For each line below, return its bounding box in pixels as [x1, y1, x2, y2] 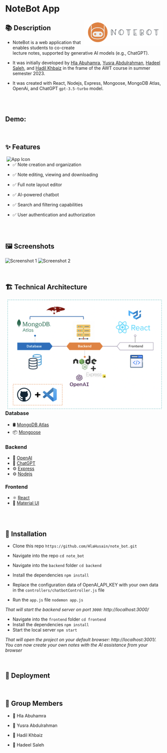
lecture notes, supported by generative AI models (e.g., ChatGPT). [12, 50, 149, 56]
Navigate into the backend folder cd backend [12, 562, 101, 568]
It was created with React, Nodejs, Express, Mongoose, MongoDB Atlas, [12, 80, 161, 86]
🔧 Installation [5, 529, 47, 538]
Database [5, 410, 29, 417]
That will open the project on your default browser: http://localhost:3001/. [5, 637, 156, 642]
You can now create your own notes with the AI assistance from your [5, 642, 148, 648]
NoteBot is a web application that [12, 40, 81, 45]
